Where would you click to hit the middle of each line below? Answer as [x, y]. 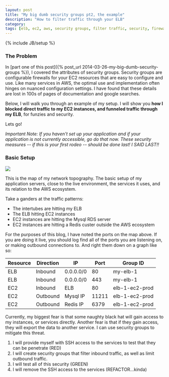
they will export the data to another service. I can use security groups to [80, 327]
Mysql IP [75, 296]
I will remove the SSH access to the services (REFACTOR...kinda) [80, 369]
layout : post [19, 10]
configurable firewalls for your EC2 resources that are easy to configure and [84, 78]
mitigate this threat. [25, 333]
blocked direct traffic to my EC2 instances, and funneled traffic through [81, 109]
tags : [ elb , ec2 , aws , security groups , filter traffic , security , [77, 29]
